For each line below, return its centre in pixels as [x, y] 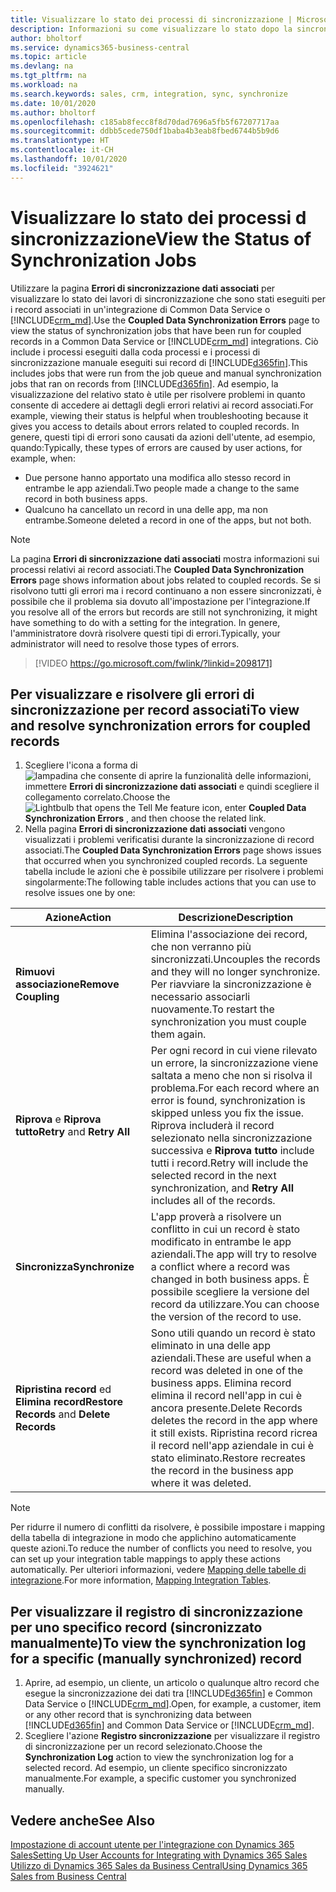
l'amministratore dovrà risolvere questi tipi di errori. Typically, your [145, 633]
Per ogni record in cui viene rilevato [234, 1051]
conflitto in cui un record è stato [225, 1229]
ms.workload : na [44, 85]
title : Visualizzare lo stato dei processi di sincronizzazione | [151, 19]
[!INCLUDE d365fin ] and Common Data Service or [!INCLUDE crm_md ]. [169, 1725]
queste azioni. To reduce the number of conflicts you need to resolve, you [161, 1548]
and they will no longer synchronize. [235, 972]
